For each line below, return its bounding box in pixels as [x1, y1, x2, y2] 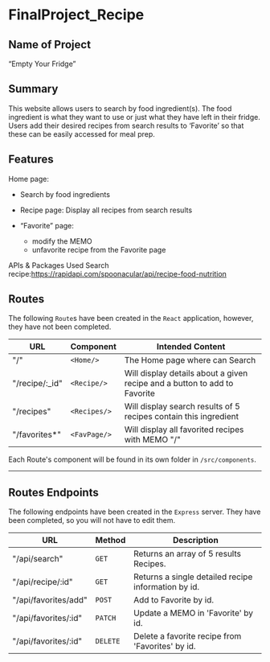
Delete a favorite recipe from [133, 631, 242, 642]
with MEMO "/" [124, 434, 181, 446]
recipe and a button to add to [124, 378, 234, 389]
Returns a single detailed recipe [133, 571, 253, 582]
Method [95, 535, 126, 546]
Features [8, 153, 54, 167]
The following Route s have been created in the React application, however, [8, 314, 254, 323]
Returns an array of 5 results [133, 549, 241, 560]
